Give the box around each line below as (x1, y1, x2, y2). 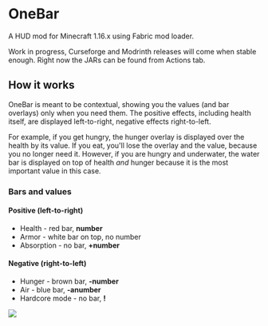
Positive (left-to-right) (8, 205, 84, 216)
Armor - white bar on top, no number (19, 232, 142, 241)
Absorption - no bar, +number (19, 241, 120, 250)
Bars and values (8, 185, 72, 197)
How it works (8, 78, 75, 92)
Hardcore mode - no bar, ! (19, 293, 106, 304)
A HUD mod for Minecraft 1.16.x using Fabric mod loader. (8, 31, 194, 41)
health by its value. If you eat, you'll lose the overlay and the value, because (8, 141, 258, 150)
